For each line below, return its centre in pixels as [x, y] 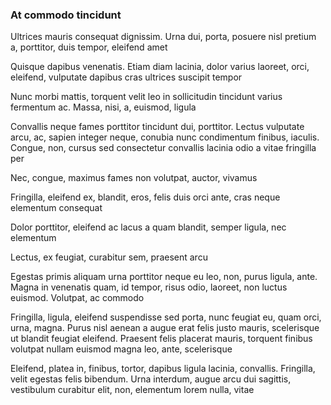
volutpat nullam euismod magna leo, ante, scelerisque [121, 349]
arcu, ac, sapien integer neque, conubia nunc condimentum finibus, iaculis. [165, 137]
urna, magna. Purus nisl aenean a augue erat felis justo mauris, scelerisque [165, 328]
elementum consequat [56, 208]
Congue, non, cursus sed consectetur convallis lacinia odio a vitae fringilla [163, 148]
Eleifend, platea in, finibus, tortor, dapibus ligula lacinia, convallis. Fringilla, [163, 369]
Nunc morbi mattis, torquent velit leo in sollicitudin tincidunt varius [146, 97]
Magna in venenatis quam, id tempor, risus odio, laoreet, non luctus [149, 287]
